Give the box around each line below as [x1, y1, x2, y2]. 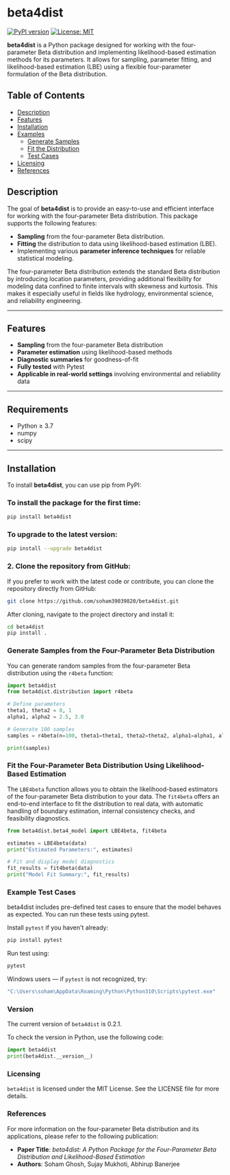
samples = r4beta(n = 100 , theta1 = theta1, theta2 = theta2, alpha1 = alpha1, [7, 732, 216, 739]
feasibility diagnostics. [7, 814, 71, 822]
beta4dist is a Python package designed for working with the [7, 40, 181, 49]
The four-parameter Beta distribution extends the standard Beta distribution [7, 267, 220, 276]
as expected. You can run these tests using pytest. [7, 910, 150, 919]
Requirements [7, 403, 68, 415]
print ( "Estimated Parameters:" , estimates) [7, 846, 133, 853]
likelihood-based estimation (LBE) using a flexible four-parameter [7, 62, 192, 71]
